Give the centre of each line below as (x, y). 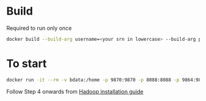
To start (27, 64)
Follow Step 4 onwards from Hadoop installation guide (75, 91)
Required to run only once (39, 28)
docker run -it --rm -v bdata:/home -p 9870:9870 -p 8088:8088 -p (93, 80)
